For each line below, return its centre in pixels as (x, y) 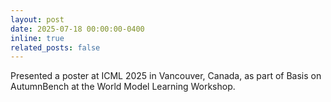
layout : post (37, 19)
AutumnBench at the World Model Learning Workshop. (123, 87)
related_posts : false (55, 47)
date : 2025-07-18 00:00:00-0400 (77, 29)
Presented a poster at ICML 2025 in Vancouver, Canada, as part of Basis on (166, 76)
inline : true (37, 38)
